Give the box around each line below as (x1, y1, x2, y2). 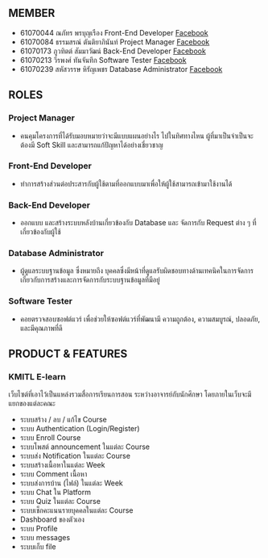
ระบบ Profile (19, 524, 58, 534)
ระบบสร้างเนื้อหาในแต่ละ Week (19, 460, 105, 470)
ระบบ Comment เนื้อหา (19, 469, 88, 479)
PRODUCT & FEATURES (8, 347, 128, 361)
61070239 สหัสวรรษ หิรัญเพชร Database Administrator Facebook (19, 64, 223, 73)
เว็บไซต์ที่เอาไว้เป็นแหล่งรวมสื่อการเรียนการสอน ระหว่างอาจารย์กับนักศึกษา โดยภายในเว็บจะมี (8, 389, 252, 399)
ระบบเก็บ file (19, 542, 56, 552)
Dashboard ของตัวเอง (19, 514, 85, 524)
